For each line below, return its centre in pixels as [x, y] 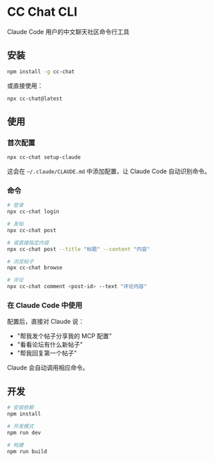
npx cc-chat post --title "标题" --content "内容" [79, 249]
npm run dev [24, 433]
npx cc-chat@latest [35, 99]
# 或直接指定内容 [28, 243]
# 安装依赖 [21, 408]
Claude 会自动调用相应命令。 [48, 368]
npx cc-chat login [33, 212]
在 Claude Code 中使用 [45, 305]
